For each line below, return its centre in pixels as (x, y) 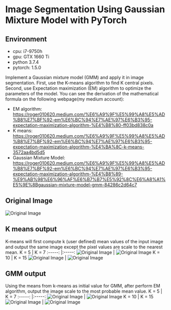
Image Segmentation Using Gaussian (85, 9)
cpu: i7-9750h (27, 51)
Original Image (29, 201)
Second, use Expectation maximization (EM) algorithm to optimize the (78, 88)
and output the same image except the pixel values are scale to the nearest (84, 247)
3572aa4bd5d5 (29, 152)
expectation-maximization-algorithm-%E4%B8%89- (68, 174)
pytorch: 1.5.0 (27, 68)
